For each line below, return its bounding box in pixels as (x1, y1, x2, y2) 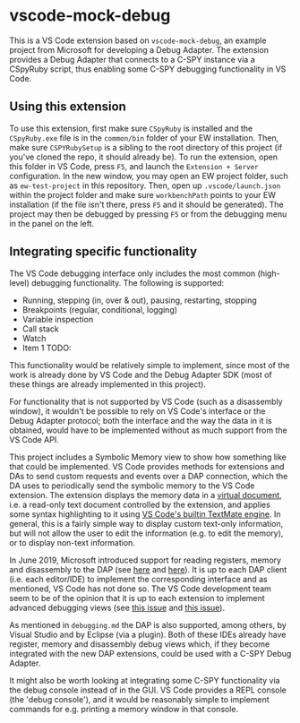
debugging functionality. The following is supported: (30, 277, 225, 288)
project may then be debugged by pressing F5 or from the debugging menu (9, 208, 287, 219)
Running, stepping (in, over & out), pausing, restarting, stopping (21, 295, 257, 306)
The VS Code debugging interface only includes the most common (9, 268, 256, 279)
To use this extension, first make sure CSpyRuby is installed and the (9, 123, 253, 133)
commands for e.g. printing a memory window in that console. (9, 703, 239, 714)
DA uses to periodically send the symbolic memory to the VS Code (9, 480, 255, 491)
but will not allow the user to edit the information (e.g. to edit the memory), (9, 528, 284, 538)
